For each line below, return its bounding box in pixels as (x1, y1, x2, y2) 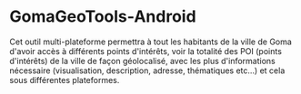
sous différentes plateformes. (9, 74, 120, 85)
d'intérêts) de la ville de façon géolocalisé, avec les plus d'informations (9, 55, 276, 66)
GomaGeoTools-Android (9, 6, 197, 27)
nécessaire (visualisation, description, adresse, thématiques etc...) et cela (9, 65, 286, 76)
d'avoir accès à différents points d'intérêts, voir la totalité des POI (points (9, 45, 282, 56)
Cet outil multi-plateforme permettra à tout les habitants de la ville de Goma (9, 36, 293, 47)
